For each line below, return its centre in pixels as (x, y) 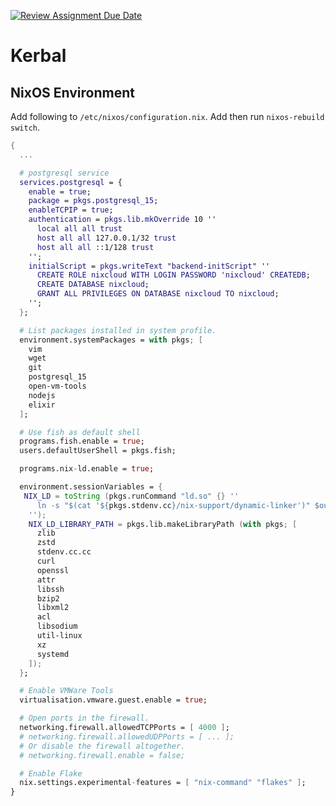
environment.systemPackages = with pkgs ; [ (111, 340)
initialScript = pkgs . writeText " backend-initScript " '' (149, 266)
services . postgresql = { (71, 182)
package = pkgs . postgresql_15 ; (93, 201)
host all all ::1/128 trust (95, 247)
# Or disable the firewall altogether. (102, 746)
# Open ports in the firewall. (84, 718)
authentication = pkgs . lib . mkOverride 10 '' (122, 220)
